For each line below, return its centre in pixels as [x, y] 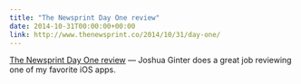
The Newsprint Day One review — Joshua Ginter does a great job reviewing [150, 61]
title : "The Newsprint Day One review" [85, 18]
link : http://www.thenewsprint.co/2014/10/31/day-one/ [115, 34]
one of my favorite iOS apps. [63, 70]
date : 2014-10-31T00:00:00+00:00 [73, 26]
